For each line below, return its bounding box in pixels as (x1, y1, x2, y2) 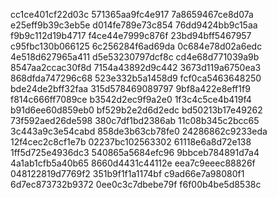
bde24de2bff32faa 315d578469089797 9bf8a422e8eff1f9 (10, 83, 251, 94)
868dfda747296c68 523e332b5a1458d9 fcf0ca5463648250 (10, 72, 262, 84)
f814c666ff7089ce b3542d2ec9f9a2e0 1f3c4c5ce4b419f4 (10, 94, 252, 105)
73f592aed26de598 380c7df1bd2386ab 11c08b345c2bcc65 (10, 115, 260, 126)
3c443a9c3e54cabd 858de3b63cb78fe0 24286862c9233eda (10, 125, 268, 137)
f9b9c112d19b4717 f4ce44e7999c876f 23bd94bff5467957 (10, 30, 252, 41)
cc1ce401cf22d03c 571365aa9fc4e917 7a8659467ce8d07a (10, 9, 254, 20)
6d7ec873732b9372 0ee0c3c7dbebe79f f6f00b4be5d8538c (10, 179, 262, 190)
